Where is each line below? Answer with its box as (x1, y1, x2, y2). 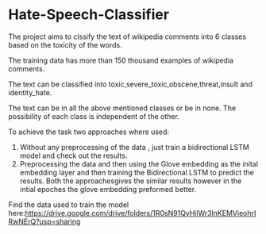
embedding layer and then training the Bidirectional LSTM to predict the (19, 167, 254, 177)
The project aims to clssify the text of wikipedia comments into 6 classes (8, 32, 247, 41)
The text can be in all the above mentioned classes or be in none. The (8, 103, 237, 113)
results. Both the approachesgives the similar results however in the (19, 176, 242, 186)
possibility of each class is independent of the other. (8, 111, 180, 121)
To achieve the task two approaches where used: (8, 127, 169, 136)
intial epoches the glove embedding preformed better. (19, 184, 197, 194)
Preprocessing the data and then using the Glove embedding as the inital (19, 159, 258, 168)
